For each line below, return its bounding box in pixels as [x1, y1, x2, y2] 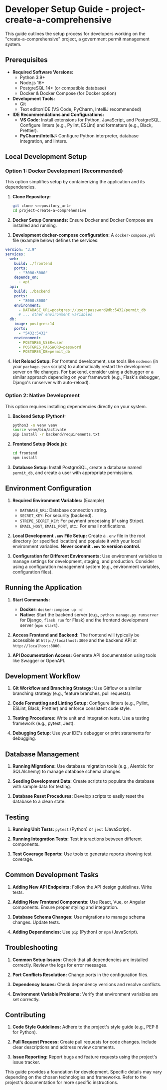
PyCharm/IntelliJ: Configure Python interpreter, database [19, 132, 139, 138]
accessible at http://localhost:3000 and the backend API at [12, 637, 137, 643]
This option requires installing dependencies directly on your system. [5, 403, 147, 409]
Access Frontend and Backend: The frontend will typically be [12, 632, 140, 638]
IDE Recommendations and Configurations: [12, 111, 104, 117]
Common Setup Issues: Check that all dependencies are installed [12, 957, 148, 963]
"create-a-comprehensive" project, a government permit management [5, 36, 150, 42]
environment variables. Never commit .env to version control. [12, 543, 141, 549]
